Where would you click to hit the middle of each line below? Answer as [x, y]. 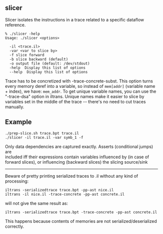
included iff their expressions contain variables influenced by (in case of [77, 157]
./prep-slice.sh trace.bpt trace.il [42, 133]
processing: [17, 181]
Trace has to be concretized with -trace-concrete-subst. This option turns [79, 81]
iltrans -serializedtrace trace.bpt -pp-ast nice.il [59, 190]
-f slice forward [27, 55]
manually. [15, 107]
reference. [15, 25]
